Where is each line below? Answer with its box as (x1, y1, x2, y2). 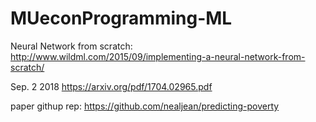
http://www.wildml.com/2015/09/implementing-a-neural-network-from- (10, 50, 306, 62)
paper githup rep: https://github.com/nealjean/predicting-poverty (10, 100, 280, 112)
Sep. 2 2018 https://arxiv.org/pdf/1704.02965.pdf (10, 80, 213, 92)
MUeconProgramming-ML (10, 7, 233, 30)
